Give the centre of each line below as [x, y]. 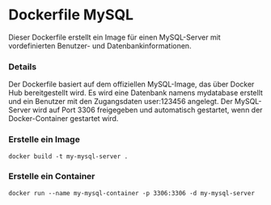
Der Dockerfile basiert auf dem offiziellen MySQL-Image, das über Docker [131, 84]
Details [23, 66]
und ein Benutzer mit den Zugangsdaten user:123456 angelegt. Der [121, 102]
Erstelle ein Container [52, 177]
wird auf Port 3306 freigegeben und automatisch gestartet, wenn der [147, 110]
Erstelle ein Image [44, 140]
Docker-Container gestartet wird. [64, 119]
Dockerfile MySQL [71, 15]
